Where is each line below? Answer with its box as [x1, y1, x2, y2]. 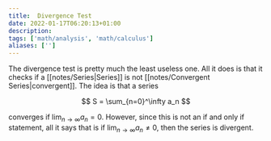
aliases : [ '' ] [8, 42, 57, 50]
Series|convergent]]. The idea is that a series [8, 81, 159, 91]
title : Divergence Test [8, 11, 92, 20]
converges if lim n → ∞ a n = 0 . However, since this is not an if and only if [8, 112, 245, 123]
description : [8, 27, 53, 35]
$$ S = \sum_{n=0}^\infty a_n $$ [81, 97, 191, 106]
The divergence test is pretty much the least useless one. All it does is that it [8, 64, 263, 73]
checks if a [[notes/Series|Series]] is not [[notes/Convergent [8, 73, 210, 82]
